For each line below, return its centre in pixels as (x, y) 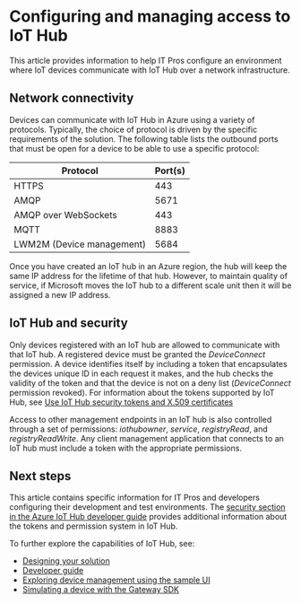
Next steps (40, 476)
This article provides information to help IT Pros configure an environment (146, 60)
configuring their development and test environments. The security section (147, 507)
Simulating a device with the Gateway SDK (101, 590)
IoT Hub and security (69, 324)
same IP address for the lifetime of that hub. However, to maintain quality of (149, 276)
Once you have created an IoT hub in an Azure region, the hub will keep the (148, 266)
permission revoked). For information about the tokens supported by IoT (142, 392)
